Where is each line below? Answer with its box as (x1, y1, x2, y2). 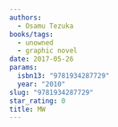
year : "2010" (17, 80, 66, 89)
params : (9, 63, 38, 72)
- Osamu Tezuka (17, 21, 74, 30)
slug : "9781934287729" (9, 88, 94, 97)
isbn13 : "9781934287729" (17, 72, 110, 80)
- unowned (17, 38, 54, 47)
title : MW (9, 105, 46, 114)
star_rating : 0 (9, 96, 66, 106)
